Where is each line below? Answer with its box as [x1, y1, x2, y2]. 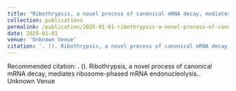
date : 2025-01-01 [7, 29, 58, 37]
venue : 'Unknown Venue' [7, 36, 77, 43]
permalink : [7, 23, 39, 30]
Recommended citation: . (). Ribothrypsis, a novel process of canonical [7, 62, 212, 70]
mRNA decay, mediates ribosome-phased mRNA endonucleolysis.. [7, 69, 201, 78]
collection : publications [7, 17, 83, 24]
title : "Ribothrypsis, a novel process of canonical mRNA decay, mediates [7, 10, 231, 17]
